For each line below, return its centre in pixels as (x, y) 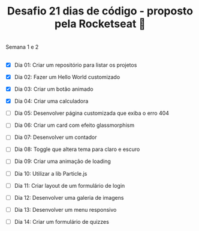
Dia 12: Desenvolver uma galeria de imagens (69, 197)
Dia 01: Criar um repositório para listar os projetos (76, 65)
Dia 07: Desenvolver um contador (55, 137)
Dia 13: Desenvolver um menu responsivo (65, 209)
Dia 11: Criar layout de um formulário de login (70, 185)
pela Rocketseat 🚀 (100, 24)
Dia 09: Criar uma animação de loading (63, 161)
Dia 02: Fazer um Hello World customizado (67, 77)
